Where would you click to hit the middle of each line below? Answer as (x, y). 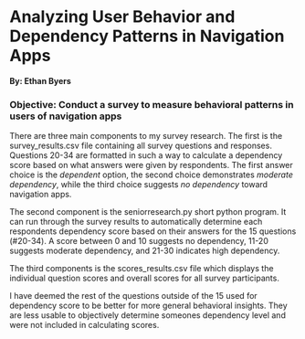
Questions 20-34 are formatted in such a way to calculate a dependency (146, 155)
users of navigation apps (66, 116)
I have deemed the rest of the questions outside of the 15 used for (133, 296)
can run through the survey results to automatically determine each (136, 222)
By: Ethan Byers (40, 80)
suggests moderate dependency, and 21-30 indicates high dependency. (145, 251)
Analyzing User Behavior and (122, 17)
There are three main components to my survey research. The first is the (146, 136)
